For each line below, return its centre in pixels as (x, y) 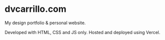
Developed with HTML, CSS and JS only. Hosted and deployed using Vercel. (82, 32)
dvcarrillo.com (35, 9)
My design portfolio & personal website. (45, 23)
